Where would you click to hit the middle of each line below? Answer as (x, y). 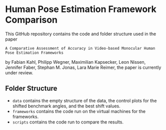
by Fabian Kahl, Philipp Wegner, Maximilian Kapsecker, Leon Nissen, (75, 62)
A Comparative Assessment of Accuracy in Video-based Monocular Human (80, 48)
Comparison (31, 20)
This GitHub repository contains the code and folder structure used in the (81, 34)
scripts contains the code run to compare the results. (68, 122)
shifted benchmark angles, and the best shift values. (66, 106)
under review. (19, 73)
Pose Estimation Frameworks (34, 53)
